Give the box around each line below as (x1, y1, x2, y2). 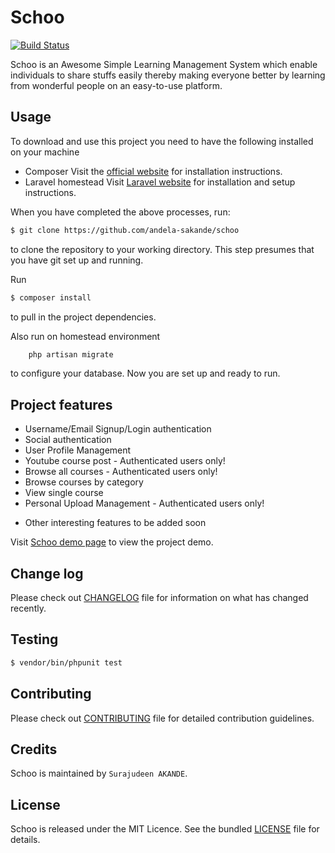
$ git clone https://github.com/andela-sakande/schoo (10, 225, 240, 235)
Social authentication (24, 434, 112, 446)
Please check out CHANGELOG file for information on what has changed (10, 592, 309, 603)
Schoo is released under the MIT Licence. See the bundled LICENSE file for (10, 823, 320, 835)
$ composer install (10, 292, 92, 303)
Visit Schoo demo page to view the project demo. (10, 536, 214, 548)
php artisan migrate (28, 349, 114, 360)
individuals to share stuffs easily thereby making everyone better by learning (10, 69, 326, 81)
